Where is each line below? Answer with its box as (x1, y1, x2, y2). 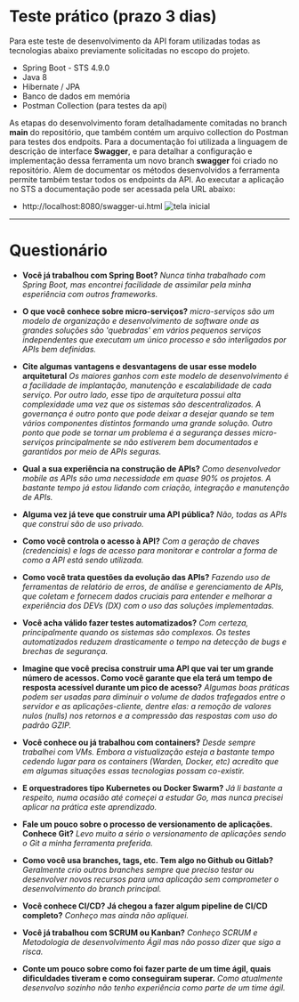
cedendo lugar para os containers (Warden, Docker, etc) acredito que (21, 756, 279, 766)
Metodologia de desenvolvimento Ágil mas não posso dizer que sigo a (21, 936, 281, 947)
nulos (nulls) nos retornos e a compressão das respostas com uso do (21, 710, 278, 721)
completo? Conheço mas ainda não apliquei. (21, 909, 190, 920)
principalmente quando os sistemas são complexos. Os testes (21, 626, 251, 637)
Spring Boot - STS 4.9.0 (21, 62, 110, 73)
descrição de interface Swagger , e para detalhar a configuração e (9, 145, 253, 157)
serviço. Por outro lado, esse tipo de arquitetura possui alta (21, 389, 242, 400)
